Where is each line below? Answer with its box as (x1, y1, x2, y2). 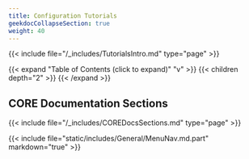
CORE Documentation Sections (8, 96, 168, 110)
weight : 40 (8, 27, 45, 35)
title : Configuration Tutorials (8, 11, 117, 20)
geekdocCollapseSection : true (8, 19, 111, 27)
